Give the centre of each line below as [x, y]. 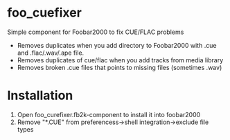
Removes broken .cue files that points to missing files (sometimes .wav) [120, 67]
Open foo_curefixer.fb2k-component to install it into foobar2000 [109, 114]
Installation [40, 96]
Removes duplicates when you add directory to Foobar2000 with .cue [117, 45]
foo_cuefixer [44, 13]
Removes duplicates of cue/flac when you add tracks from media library [120, 60]
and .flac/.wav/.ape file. [51, 53]
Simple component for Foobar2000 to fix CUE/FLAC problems [96, 32]
